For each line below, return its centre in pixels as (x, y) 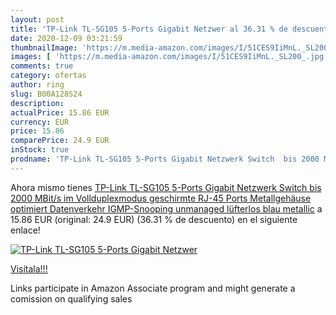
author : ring (37, 85)
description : (37, 103)
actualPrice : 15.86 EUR (60, 112)
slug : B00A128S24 (46, 94)
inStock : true (40, 150)
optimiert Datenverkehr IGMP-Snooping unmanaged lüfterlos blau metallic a (166, 208)
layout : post (37, 19)
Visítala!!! (29, 268)
